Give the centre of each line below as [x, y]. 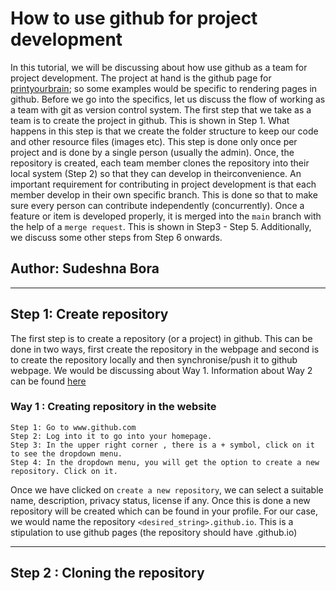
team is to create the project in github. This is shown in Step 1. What [150, 120]
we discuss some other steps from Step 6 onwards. [116, 237]
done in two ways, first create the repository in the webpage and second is [165, 349]
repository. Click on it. [64, 471]
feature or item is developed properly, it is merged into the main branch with [166, 216]
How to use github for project [134, 18]
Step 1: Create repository [89, 314]
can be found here [48, 381]
